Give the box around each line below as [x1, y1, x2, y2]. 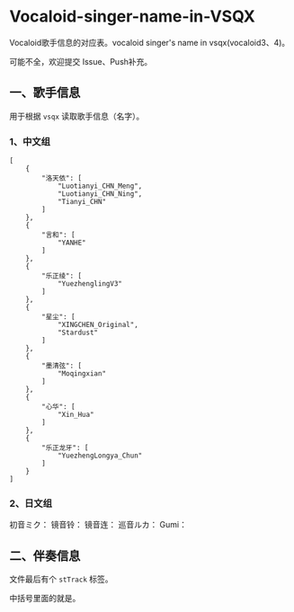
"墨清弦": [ [41, 361, 83, 370]
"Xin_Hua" [57, 411, 94, 420]
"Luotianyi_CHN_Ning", [57, 190, 143, 199]
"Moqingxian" [57, 369, 106, 378]
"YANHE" [57, 238, 87, 248]
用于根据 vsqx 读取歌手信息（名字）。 [9, 111, 145, 121]
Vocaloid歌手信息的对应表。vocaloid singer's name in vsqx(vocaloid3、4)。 [9, 37, 290, 48]
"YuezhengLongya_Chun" [57, 451, 143, 460]
